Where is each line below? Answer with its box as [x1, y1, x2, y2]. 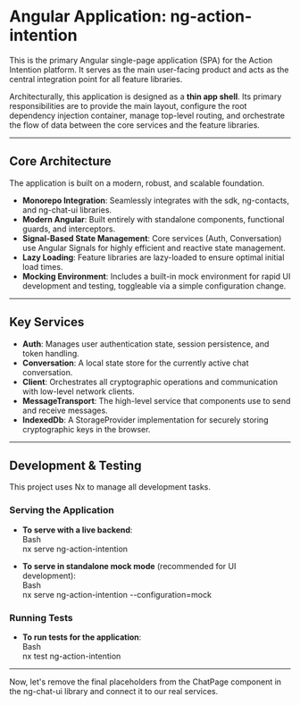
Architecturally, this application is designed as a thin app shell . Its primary [9, 91, 282, 102]
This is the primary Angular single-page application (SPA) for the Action [9, 55, 273, 65]
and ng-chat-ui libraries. [21, 204, 112, 215]
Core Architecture [9, 154, 112, 169]
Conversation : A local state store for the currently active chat [21, 357, 249, 368]
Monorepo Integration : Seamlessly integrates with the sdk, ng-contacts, [21, 195, 290, 206]
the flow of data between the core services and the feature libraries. [9, 119, 261, 130]
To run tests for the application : [21, 632, 142, 642]
